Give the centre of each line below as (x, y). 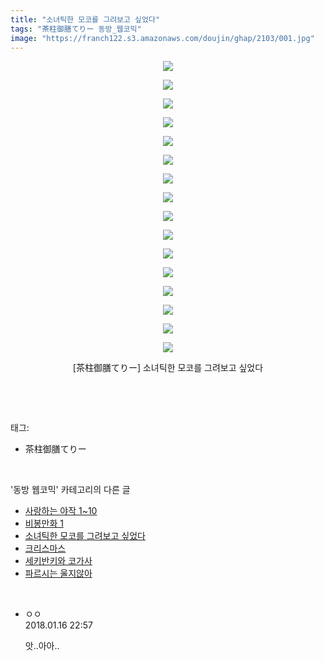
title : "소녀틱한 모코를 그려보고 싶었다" (85, 19)
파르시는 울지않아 (58, 573)
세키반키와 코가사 (58, 561)
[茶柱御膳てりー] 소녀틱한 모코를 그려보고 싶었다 (168, 368)
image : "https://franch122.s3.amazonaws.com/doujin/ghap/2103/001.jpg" (162, 38)
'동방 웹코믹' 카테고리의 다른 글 (70, 490)
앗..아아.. (42, 646)
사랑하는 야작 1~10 (61, 511)
